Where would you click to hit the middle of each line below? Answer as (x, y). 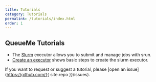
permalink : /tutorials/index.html (40, 19)
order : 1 (14, 23)
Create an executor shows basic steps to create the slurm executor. (80, 60)
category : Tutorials (26, 14)
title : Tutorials (23, 10)
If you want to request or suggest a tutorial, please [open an (66, 69)
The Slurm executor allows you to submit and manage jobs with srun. (82, 55)
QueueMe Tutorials (35, 43)
